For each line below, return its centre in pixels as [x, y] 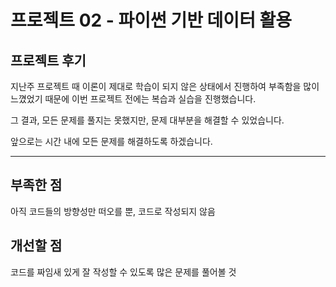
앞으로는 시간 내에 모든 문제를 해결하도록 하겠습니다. [111, 141]
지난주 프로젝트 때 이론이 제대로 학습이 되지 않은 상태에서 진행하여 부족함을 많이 [165, 86]
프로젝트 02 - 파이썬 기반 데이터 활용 [151, 20]
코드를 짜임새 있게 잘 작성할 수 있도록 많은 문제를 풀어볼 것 [123, 272]
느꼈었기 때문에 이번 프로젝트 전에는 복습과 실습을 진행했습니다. [133, 99]
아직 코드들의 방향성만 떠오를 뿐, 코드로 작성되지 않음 [113, 211]
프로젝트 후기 [48, 60]
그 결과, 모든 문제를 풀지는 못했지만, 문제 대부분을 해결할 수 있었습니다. [147, 120]
